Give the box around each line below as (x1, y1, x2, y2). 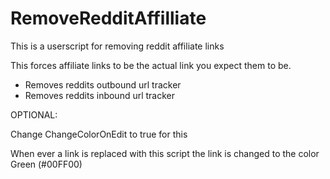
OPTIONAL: (10, 108, 58, 121)
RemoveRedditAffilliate (10, 7, 207, 30)
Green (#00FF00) (10, 158, 83, 170)
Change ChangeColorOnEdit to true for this (10, 128, 188, 140)
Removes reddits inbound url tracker (24, 89, 176, 101)
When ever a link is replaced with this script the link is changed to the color (10, 147, 320, 159)
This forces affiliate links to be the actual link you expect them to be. (10, 59, 292, 71)
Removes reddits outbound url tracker (24, 78, 182, 91)
